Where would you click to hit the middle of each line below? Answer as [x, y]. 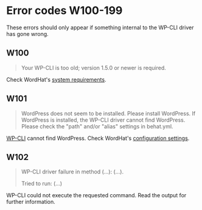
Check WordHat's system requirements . [56, 79]
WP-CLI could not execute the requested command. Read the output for [96, 195]
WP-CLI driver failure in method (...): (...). [72, 172]
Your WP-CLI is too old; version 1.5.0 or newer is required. [93, 68]
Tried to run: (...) [42, 184]
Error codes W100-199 [64, 11]
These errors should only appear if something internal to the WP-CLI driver [100, 27]
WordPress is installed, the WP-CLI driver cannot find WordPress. [103, 120]
